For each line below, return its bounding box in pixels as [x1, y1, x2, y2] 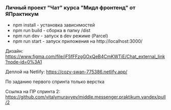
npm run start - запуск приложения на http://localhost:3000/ [12, 38, 143, 44]
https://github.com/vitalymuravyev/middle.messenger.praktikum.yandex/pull [5, 94, 166, 100]
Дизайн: [5, 48, 23, 54]
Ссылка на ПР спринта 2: [5, 89, 60, 95]
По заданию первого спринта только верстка [5, 78, 105, 85]
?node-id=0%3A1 [5, 59, 42, 65]
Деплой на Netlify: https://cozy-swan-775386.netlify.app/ [5, 69, 128, 75]
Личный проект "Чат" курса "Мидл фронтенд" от [5, 4, 136, 11]
